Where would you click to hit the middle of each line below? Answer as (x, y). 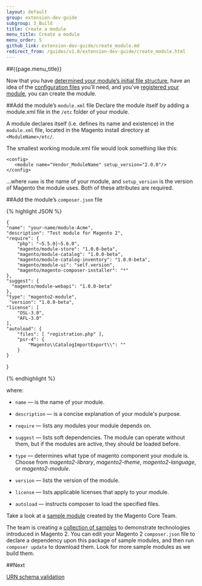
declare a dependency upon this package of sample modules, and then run (100, 540)
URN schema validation (35, 577)
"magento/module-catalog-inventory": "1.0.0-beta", (84, 260)
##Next (16, 565)
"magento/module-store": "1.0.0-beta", (68, 249)
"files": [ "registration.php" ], (61, 334)
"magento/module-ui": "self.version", (66, 265)
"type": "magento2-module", (42, 297)
